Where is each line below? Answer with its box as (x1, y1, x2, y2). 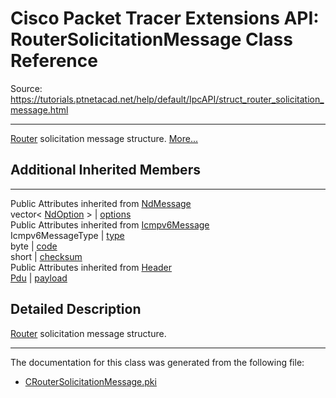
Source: (10, 82, 43, 94)
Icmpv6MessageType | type (10, 229, 125, 241)
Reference (10, 50, 98, 72)
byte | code (10, 240, 58, 252)
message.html (10, 103, 69, 116)
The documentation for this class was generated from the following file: (10, 356, 305, 368)
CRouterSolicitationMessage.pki (24, 375, 157, 387)
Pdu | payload (10, 272, 68, 284)
